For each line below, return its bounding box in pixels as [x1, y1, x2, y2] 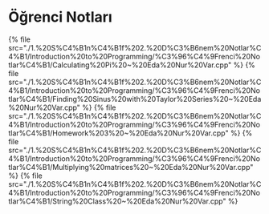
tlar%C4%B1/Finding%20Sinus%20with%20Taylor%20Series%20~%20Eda [8, 94, 262, 103]
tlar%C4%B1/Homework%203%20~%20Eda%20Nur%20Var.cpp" [8, 128, 229, 138]
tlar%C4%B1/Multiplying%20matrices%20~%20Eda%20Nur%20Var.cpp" [8, 162, 254, 172]
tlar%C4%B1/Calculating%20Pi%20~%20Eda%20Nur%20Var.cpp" [8, 60, 232, 70]
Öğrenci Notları [8, 8, 112, 26]
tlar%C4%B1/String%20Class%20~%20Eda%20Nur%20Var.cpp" [8, 196, 226, 206]
